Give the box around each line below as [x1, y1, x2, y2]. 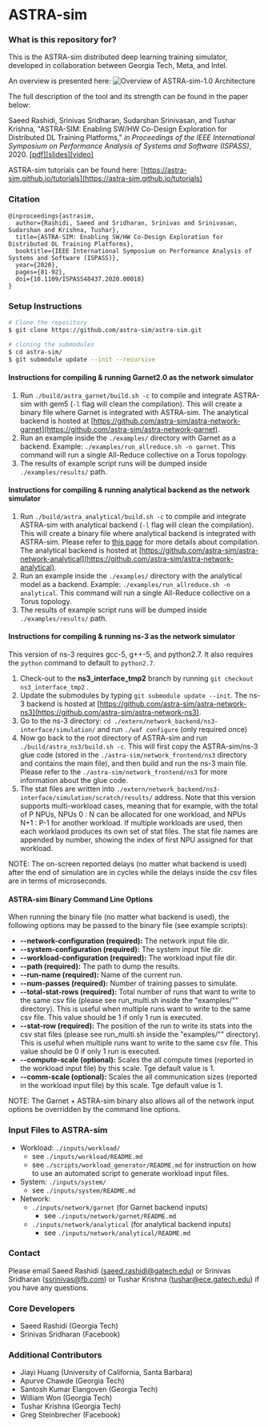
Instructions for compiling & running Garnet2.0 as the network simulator [8, 373, 254, 382]
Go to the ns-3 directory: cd [19, 716, 111, 725]
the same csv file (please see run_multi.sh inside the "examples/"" [19, 996, 239, 1005]
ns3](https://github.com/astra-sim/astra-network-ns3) [19, 708, 200, 717]
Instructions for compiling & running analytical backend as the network [8, 486, 250, 495]
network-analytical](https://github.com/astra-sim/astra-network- [19, 554, 234, 563]
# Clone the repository [8, 318, 88, 327]
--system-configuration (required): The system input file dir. [19, 945, 224, 954]
